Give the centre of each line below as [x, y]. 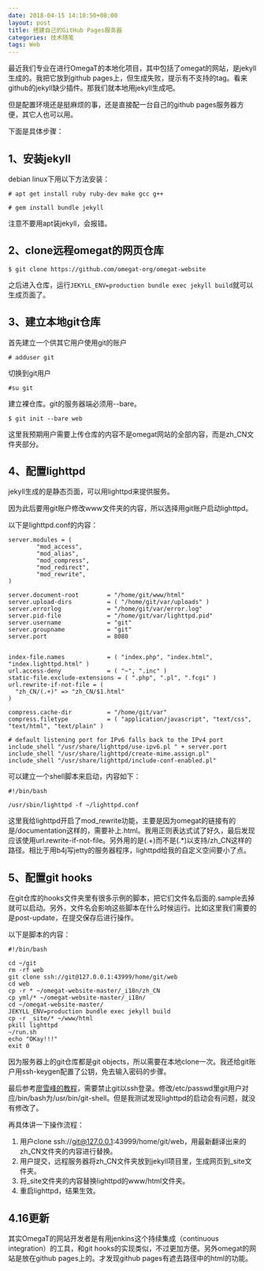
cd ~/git [22, 963]
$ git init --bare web [45, 419]
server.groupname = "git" [70, 630]
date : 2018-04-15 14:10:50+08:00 [63, 15]
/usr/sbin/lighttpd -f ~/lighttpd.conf [74, 805]
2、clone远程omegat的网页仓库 [86, 250]
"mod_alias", [58, 554]
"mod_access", [59, 547]
